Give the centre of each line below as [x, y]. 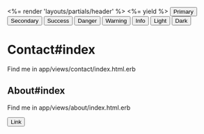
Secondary [25, 21]
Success [58, 21]
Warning [116, 21]
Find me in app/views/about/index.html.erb [69, 108]
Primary [183, 12]
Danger [87, 21]
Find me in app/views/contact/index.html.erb [71, 69]
